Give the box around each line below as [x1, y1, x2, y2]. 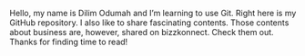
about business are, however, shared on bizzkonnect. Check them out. [9, 27, 275, 37]
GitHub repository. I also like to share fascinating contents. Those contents [9, 17, 290, 28]
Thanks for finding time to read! [9, 36, 128, 47]
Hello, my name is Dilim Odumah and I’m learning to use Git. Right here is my [9, 8, 297, 18]
